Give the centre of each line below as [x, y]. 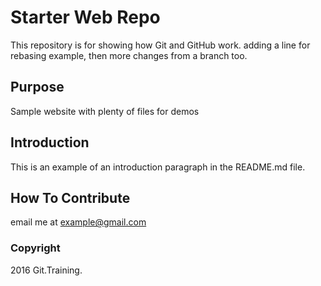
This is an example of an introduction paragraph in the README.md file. [158, 167]
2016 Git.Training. [46, 270]
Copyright [35, 248]
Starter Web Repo [85, 17]
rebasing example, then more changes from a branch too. [129, 55]
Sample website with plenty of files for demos [105, 111]
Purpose [37, 87]
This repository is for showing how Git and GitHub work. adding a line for [160, 45]
